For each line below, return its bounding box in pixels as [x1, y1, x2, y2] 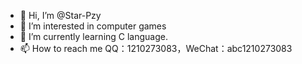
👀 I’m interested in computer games [19, 20, 167, 32]
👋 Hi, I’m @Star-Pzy [19, 10, 102, 21]
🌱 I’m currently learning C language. [19, 31, 169, 42]
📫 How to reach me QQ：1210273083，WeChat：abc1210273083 [19, 43, 293, 54]
